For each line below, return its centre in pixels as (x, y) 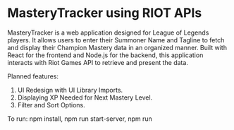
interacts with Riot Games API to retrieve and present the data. (98, 62)
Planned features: (33, 76)
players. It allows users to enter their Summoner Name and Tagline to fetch (116, 40)
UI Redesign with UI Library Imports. (70, 90)
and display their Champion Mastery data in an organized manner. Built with (117, 47)
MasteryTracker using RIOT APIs (105, 13)
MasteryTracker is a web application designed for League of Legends (108, 32)
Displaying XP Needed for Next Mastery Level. (85, 97)
